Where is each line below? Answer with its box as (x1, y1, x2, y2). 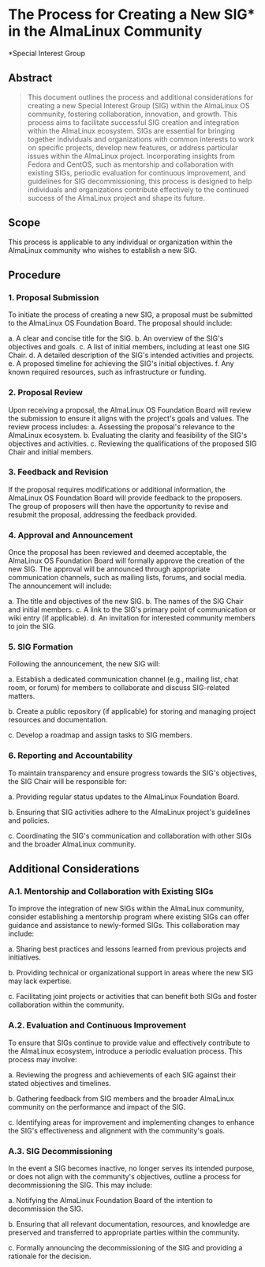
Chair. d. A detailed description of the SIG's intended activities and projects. (8, 350, 255, 360)
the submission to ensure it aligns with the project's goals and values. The (8, 413, 249, 423)
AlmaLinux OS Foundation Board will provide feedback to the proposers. (8, 492, 243, 503)
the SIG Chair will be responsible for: (8, 776, 128, 786)
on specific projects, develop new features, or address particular (27, 142, 238, 152)
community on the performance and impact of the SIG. (8, 1102, 186, 1111)
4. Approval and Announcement (8, 530, 133, 541)
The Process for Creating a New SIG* (8, 6, 256, 24)
